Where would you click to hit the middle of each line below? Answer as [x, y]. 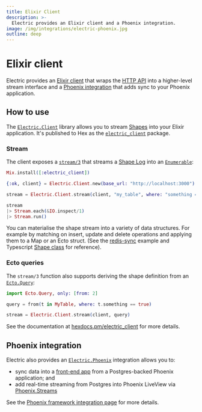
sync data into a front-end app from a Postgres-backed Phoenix [94, 372]
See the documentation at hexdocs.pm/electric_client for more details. [93, 327]
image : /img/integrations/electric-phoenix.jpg [67, 29]
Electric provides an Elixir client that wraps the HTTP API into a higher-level [99, 81]
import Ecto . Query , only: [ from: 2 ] [52, 293]
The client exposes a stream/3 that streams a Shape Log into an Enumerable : [100, 162]
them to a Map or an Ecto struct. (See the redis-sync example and [88, 241]
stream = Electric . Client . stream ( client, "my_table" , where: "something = [102, 194]
